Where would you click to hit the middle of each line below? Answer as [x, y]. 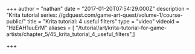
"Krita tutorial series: [32, 15]
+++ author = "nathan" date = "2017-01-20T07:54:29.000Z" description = [98, 9]
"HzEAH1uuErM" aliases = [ [40, 28]
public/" [16, 21]
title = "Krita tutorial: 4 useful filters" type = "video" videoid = [103, 21]
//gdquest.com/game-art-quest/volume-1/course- [120, 15]
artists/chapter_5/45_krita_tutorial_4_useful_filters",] [71, 34]
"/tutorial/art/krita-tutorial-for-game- [121, 28]
